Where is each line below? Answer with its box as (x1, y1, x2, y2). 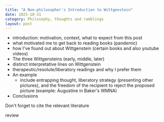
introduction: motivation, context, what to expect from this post (12, 35, 142, 41)
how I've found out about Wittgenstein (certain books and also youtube (12, 45, 159, 51)
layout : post (5, 21, 32, 26)
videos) (12, 51, 28, 57)
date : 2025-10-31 (5, 12, 41, 17)
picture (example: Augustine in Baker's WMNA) (19, 88, 117, 94)
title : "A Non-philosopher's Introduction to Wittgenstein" (5, 7, 133, 12)
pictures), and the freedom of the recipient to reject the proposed (19, 83, 155, 89)
